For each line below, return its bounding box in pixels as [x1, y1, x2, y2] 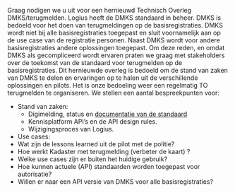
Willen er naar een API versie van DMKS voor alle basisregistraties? [17, 177, 214, 186]
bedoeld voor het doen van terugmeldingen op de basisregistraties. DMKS [7, 21, 224, 29]
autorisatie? [17, 170, 52, 178]
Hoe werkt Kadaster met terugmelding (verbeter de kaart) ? [17, 148, 191, 156]
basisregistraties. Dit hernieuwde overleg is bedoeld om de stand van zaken [7, 66, 228, 74]
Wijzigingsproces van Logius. [28, 125, 114, 133]
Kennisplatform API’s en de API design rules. [28, 117, 157, 126]
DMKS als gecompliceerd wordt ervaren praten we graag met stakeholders [7, 51, 225, 59]
